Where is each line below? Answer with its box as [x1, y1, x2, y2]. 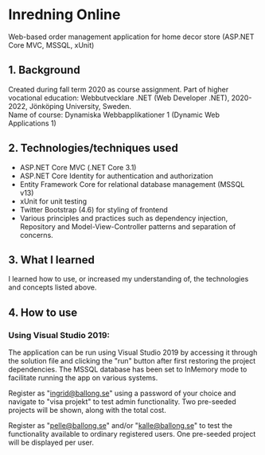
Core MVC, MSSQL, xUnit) [8, 40, 95, 49]
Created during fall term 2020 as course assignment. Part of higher [8, 84, 229, 94]
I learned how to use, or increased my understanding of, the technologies [8, 274, 249, 284]
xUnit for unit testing [19, 196, 88, 206]
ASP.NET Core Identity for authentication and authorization [19, 171, 213, 181]
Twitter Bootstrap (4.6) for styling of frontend [19, 204, 169, 214]
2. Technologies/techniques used [8, 142, 179, 155]
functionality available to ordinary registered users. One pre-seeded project [8, 430, 256, 439]
